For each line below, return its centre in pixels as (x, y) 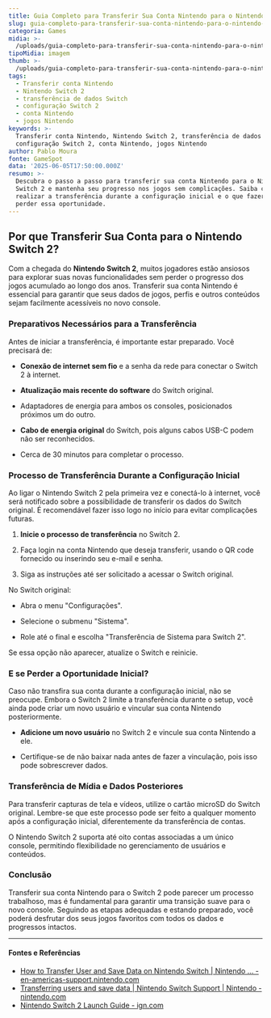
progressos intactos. (42, 927)
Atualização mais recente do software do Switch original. (117, 390)
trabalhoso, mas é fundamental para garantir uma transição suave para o (129, 901)
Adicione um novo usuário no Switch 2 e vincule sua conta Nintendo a (138, 733)
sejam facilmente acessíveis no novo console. (85, 303)
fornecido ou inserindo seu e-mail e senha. (92, 558)
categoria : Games (38, 31)
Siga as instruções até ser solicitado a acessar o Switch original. (127, 574)
